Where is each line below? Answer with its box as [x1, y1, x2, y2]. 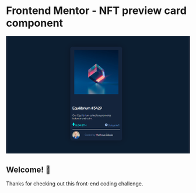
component [6, 16, 63, 30]
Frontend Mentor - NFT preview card [6, 4, 187, 17]
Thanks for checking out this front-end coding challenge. [6, 180, 143, 187]
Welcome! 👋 [6, 164, 51, 174]
